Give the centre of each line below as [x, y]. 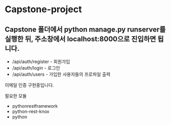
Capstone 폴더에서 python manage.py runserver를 [85, 29]
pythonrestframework [35, 106]
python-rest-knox [31, 111]
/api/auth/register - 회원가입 [41, 61]
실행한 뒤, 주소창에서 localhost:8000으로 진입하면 [80, 39]
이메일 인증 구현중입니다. [29, 85]
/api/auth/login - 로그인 [36, 68]
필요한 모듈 [16, 96]
